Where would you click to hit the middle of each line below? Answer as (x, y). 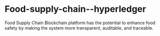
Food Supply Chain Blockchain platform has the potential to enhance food (80, 23)
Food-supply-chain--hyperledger (75, 9)
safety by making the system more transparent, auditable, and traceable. (79, 28)
